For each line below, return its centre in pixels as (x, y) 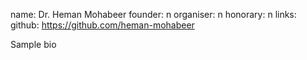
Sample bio (33, 44)
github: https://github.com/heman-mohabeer (102, 25)
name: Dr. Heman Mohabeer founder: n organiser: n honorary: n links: (153, 14)
